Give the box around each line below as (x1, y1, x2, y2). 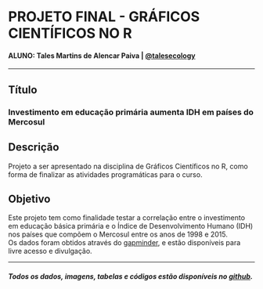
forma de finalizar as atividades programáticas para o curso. (8, 169, 203, 179)
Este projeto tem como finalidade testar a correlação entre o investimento (8, 213, 245, 222)
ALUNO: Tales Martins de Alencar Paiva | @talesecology (8, 51, 196, 60)
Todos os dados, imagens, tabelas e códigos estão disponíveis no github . (8, 271, 253, 281)
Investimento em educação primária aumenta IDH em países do (8, 107, 254, 117)
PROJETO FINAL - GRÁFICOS (8, 8, 200, 26)
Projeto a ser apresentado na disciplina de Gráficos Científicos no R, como (8, 161, 248, 171)
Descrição (8, 141, 59, 154)
